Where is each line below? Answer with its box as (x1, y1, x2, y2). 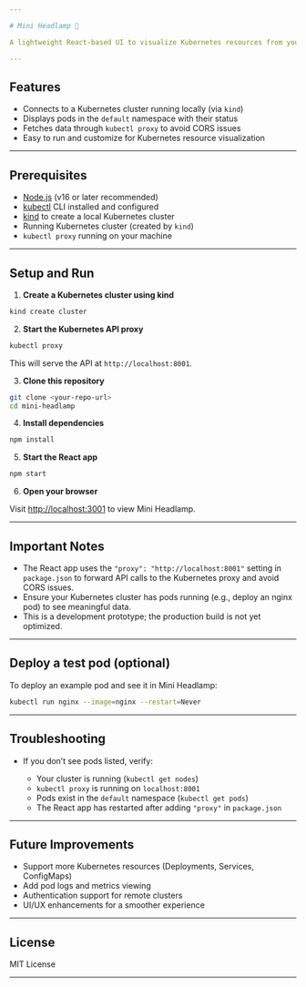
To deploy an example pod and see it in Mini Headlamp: (9, 679, 218, 690)
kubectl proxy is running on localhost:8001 (36, 782, 200, 793)
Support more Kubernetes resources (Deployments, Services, (22, 861, 255, 872)
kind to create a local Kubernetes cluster (22, 211, 175, 222)
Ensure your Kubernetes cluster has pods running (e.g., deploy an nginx (22, 592, 293, 602)
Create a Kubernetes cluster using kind (22, 289, 175, 300)
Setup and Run (9, 265, 95, 280)
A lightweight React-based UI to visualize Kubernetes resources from (9, 37, 283, 46)
